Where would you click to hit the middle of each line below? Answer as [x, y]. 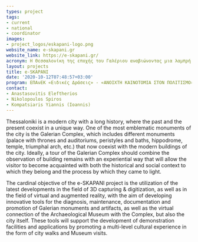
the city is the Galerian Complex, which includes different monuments [90, 134]
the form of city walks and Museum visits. [57, 233]
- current [18, 22]
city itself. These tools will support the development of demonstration [90, 220]
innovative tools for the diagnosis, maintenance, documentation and [88, 201]
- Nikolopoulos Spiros [34, 99]
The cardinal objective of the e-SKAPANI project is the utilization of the [92, 183]
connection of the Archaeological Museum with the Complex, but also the [95, 214]
